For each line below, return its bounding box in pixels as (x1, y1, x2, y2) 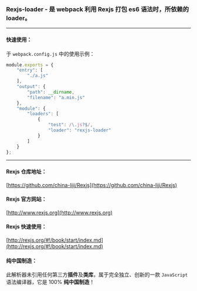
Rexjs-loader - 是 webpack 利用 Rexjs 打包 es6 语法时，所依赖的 (6, 5, 189, 13)
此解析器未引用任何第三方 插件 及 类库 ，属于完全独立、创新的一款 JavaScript (6, 271, 188, 278)
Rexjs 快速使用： (6, 223, 47, 230)
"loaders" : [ (27, 111, 59, 117)
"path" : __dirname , (27, 89, 75, 95)
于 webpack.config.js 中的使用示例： (6, 50, 95, 57)
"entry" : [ (16, 67, 43, 73)
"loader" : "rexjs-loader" (47, 127, 111, 133)
